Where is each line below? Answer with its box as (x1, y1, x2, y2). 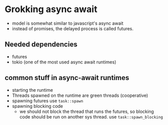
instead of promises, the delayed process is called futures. (12, 25, 134, 31)
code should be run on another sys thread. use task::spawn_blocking (19, 113, 163, 119)
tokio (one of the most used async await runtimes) (12, 59, 117, 65)
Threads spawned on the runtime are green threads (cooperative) (12, 92, 148, 98)
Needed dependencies (5, 40, 77, 49)
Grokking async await (5, 4, 98, 15)
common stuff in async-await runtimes (5, 74, 129, 82)
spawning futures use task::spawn (12, 97, 83, 104)
